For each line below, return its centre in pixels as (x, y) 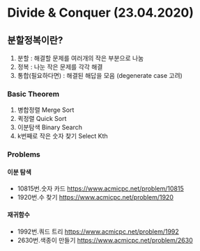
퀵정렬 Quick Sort (42, 119)
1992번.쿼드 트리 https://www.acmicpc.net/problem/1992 (98, 232)
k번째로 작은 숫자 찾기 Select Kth (62, 136)
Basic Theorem (33, 94)
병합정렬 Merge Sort (46, 110)
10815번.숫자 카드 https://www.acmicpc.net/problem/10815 (100, 188)
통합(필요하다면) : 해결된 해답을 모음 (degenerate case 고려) (100, 75)
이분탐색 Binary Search (49, 127)
